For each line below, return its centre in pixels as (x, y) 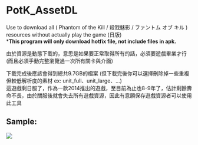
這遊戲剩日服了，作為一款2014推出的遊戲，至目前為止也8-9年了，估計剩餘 (96, 88)
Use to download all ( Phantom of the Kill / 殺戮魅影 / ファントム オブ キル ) (97, 27)
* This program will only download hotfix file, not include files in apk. (91, 41)
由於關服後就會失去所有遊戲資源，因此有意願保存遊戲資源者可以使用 (109, 95)
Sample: (22, 122)
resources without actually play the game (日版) (64, 34)
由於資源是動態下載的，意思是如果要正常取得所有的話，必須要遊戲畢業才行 (96, 53)
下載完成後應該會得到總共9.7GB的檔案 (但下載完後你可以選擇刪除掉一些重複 (98, 73)
